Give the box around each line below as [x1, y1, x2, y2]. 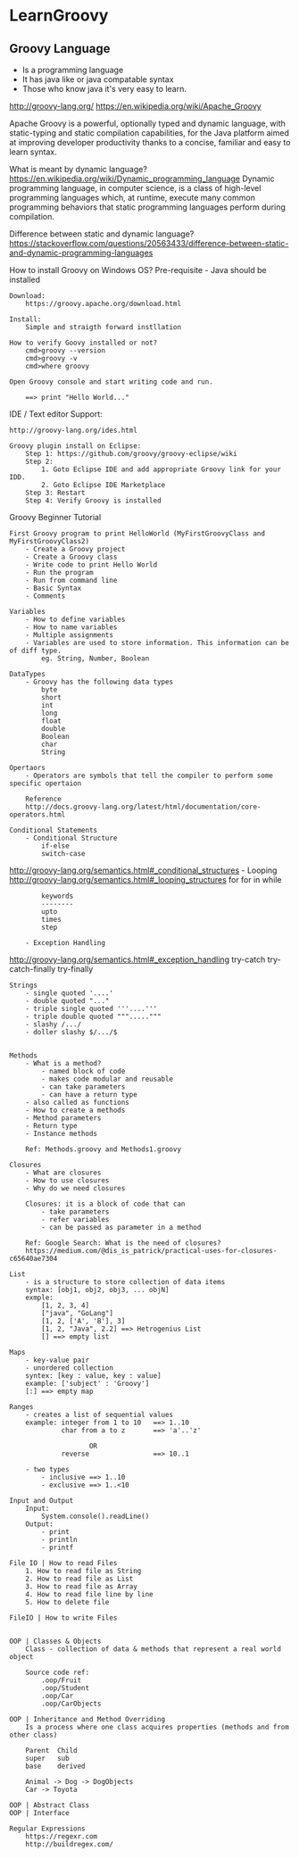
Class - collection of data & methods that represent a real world [25, 1645, 281, 1654]
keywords [41, 892, 74, 900]
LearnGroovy [9, 5, 109, 26]
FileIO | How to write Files [9, 1613, 118, 1622]
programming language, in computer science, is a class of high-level [9, 183, 262, 193]
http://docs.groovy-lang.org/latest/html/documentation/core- [25, 802, 262, 811]
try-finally [57, 964, 94, 974]
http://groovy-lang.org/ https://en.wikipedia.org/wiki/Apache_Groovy [9, 101, 262, 112]
